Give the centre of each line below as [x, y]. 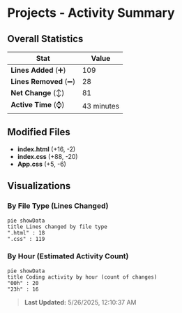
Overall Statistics [45, 39]
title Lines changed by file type [58, 227]
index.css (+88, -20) [47, 156]
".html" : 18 [26, 232]
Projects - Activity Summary [91, 13]
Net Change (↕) [38, 93]
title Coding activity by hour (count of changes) [82, 277]
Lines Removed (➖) [43, 82]
